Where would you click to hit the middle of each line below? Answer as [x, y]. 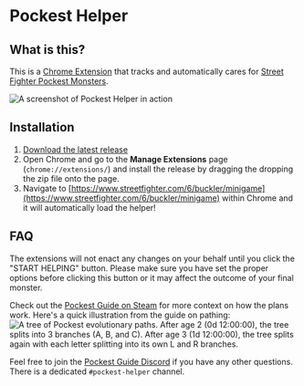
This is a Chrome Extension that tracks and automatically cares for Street [147, 71]
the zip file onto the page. [71, 178]
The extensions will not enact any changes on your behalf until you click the [152, 258]
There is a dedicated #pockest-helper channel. [97, 371]
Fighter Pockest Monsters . [59, 81]
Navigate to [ [47, 188]
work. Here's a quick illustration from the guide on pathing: [120, 315]
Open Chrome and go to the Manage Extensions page [125, 159]
